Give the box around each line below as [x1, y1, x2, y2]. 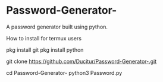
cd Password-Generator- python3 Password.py [6, 69, 123, 76]
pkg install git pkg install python [6, 46, 84, 53]
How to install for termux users [6, 34, 82, 42]
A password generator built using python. [6, 23, 108, 30]
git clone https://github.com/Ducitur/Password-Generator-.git [6, 58, 157, 65]
